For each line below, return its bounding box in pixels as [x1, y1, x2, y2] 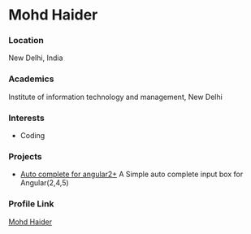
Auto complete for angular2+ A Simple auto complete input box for [19, 169, 244, 180]
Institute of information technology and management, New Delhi [8, 92, 223, 102]
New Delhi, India [8, 53, 63, 63]
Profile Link [8, 198, 54, 210]
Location [8, 35, 45, 46]
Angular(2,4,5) [19, 178, 69, 188]
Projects [8, 151, 42, 162]
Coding [19, 131, 45, 141]
